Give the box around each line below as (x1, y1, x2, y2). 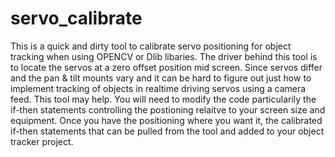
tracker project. (10, 135, 74, 147)
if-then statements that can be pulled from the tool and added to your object (10, 125, 325, 137)
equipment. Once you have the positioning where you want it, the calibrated (10, 114, 323, 126)
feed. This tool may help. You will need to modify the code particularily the (10, 93, 317, 105)
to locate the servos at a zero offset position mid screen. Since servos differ (10, 61, 323, 73)
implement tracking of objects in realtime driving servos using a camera (10, 82, 307, 94)
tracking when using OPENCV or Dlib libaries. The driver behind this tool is (10, 50, 318, 62)
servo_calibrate (10, 7, 143, 30)
